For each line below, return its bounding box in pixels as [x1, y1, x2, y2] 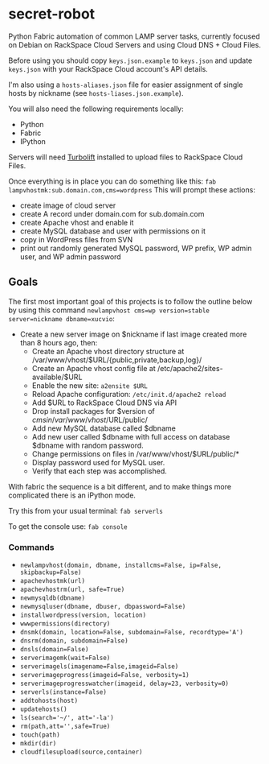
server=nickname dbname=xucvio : [8, 313, 115, 323]
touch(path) [19, 731, 60, 739]
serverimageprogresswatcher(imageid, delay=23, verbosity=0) [19, 679, 230, 688]
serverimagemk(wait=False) [19, 654, 111, 663]
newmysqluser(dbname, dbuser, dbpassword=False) [19, 603, 186, 611]
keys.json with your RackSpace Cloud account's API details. [8, 64, 209, 73]
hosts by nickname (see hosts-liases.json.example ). [8, 88, 184, 97]
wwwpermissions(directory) [19, 620, 111, 628]
